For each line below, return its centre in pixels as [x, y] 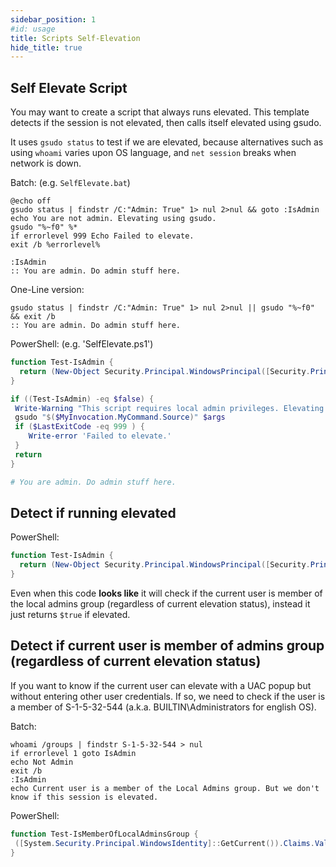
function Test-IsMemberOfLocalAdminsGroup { [104, 834]
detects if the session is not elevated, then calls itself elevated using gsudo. [166, 123]
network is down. [46, 163]
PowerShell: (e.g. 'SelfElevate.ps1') [82, 344]
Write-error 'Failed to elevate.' [100, 436]
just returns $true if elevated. [70, 614]
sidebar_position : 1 [53, 19]
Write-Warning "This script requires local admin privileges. [147, 408]
